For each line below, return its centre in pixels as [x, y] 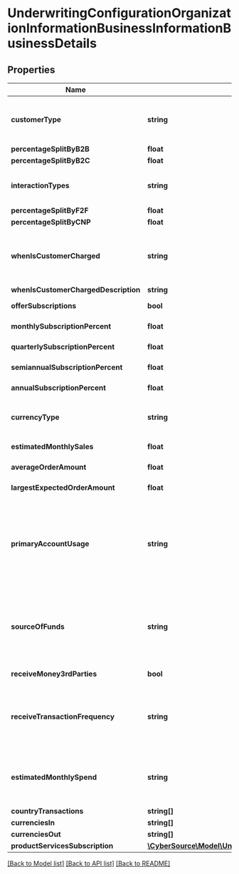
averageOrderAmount [49, 467]
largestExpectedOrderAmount [63, 488]
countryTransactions [47, 811]
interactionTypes [40, 185]
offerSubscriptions [44, 306]
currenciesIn [33, 823]
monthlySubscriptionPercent [61, 326]
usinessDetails [52, 43]
